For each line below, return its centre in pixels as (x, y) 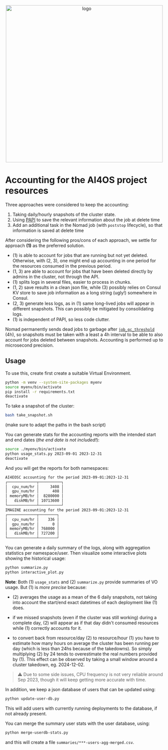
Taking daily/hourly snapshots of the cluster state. (64, 214)
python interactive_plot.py (35, 572)
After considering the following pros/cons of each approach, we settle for (81, 240)
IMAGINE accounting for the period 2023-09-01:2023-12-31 (67, 510)
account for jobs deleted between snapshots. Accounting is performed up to (84, 340)
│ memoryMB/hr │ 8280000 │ (35, 496)
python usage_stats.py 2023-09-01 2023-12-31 (53, 454)
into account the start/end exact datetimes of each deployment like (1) (85, 602)
